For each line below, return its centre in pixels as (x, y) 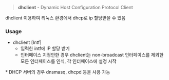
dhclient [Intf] (27, 42)
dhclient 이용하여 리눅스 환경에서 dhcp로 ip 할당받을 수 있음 (65, 18)
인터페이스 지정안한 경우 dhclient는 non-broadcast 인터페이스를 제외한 (92, 55)
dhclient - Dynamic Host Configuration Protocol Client (76, 7)
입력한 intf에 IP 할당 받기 (45, 48)
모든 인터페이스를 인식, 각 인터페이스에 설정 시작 (68, 61)
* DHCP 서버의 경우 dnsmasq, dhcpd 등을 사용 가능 (58, 72)
